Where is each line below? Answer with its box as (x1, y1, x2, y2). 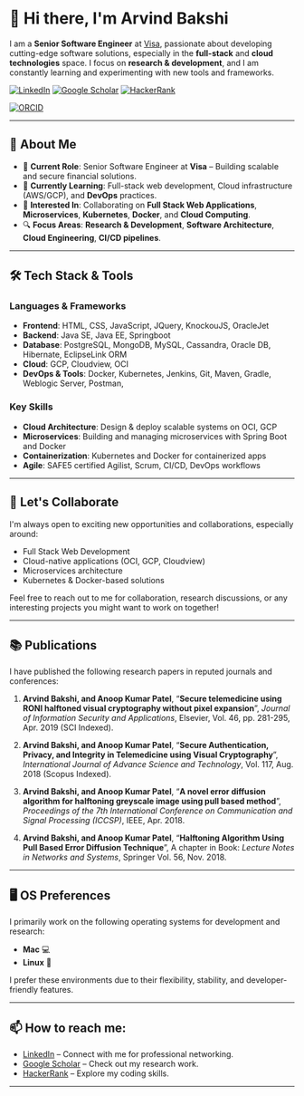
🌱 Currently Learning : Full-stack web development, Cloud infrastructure (22, 180, 293, 191)
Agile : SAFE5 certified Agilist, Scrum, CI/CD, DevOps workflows (22, 459, 261, 470)
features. (40, 985, 74, 995)
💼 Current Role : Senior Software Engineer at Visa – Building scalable (22, 160, 279, 171)
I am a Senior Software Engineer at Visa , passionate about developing (9, 38, 273, 49)
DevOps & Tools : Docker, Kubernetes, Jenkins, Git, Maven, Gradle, (22, 369, 271, 380)
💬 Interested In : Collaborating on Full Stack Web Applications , (22, 199, 258, 210)
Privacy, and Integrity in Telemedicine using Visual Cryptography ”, (22, 749, 279, 760)
